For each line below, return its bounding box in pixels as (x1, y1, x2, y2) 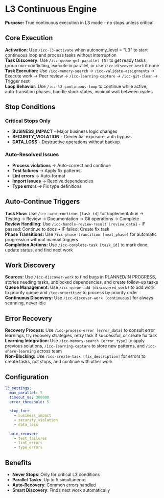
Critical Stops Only (5, 118, 51, 124)
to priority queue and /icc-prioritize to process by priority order (5, 290, 138, 296)
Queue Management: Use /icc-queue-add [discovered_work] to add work (5, 284, 155, 290)
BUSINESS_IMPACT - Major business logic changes (12, 128, 117, 134)
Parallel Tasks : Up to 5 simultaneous (12, 477, 87, 483)
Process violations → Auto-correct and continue (12, 162, 111, 168)
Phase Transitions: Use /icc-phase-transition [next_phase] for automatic (5, 231, 157, 237)
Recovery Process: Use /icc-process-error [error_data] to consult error (5, 327, 155, 333)
